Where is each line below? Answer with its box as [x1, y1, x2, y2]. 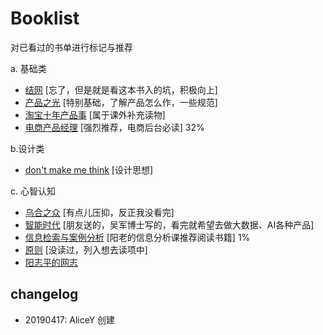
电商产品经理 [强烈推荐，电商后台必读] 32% [24, 121, 205, 133]
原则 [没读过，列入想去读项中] [24, 243, 148, 256]
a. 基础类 [10, 62, 47, 74]
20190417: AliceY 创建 [24, 313, 116, 326]
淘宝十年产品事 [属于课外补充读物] [24, 108, 166, 121]
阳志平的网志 [24, 256, 78, 268]
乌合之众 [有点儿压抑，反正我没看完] [24, 206, 175, 218]
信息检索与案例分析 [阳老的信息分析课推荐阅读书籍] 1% [24, 231, 251, 243]
